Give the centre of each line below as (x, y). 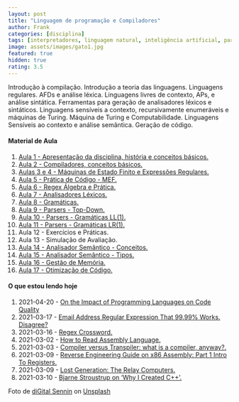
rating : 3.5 (26, 67)
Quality (29, 310)
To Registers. (38, 362)
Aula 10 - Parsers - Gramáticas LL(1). (72, 217)
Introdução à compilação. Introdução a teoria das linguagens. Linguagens (116, 87)
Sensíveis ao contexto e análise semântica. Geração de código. (101, 124)
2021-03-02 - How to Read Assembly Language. (89, 340)
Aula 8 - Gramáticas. (48, 202)
